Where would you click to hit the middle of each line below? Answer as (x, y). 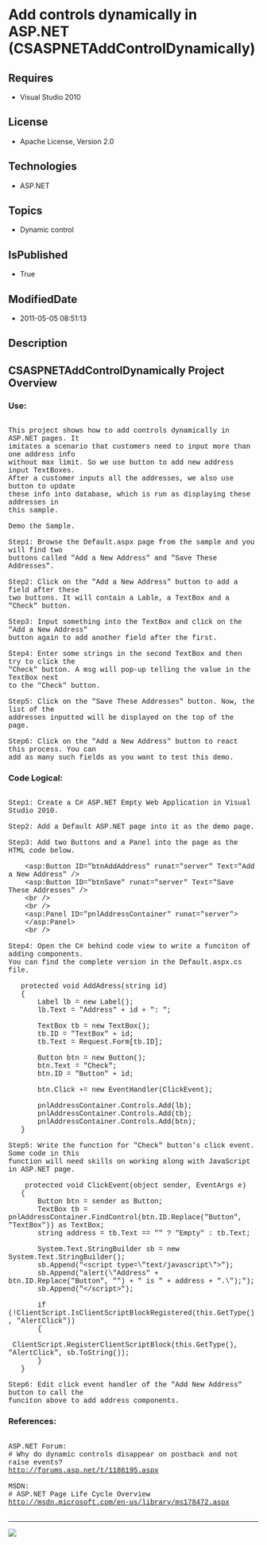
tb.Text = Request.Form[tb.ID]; (100, 1042)
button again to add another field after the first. (113, 638)
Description (38, 343)
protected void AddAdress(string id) (94, 987)
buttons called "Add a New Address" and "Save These (113, 558)
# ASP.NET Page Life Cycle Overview (79, 1494)
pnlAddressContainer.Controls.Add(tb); (114, 1114)
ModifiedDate (43, 299)
